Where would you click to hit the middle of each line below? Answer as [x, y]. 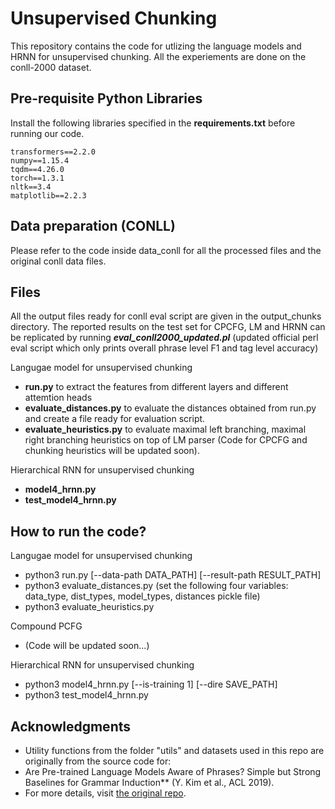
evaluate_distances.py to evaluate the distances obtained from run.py [170, 408]
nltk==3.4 [31, 187]
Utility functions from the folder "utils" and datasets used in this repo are [174, 750]
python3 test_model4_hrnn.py [86, 695]
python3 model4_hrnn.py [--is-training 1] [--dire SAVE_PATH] [151, 684]
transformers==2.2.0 [53, 152]
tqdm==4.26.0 [37, 169]
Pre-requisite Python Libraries [106, 98]
